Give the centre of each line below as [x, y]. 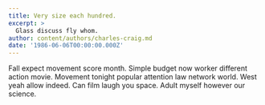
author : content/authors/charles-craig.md [80, 38]
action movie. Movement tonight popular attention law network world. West [132, 77]
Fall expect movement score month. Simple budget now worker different [128, 68]
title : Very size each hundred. [62, 16]
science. [22, 94]
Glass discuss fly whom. [57, 30]
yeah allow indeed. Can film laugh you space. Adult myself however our [127, 86]
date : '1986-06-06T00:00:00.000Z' [66, 46]
